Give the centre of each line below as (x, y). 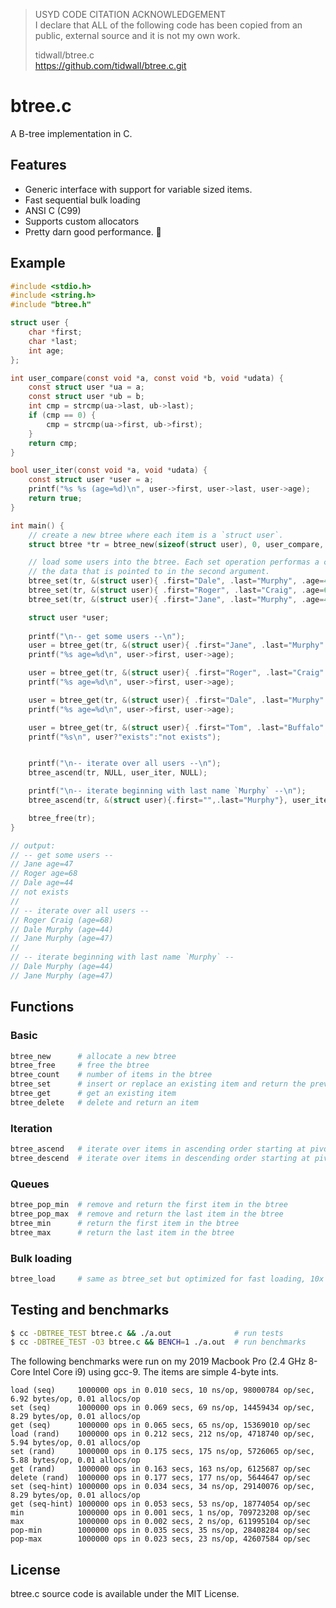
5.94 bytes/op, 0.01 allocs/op (75, 1443)
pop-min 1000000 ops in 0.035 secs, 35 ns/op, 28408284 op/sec (160, 1530)
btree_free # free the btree (80, 1065)
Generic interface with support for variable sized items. (138, 189)
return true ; (55, 499)
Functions (42, 1007)
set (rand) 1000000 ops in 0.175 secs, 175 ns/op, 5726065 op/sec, (162, 1452)
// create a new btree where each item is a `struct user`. (156, 535)
